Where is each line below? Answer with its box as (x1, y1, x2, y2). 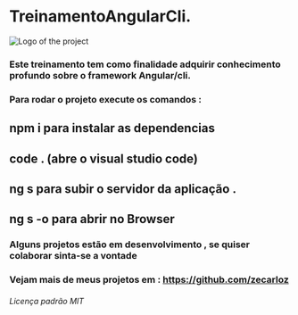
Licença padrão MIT (9, 295, 85, 306)
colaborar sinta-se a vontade (9, 250, 137, 262)
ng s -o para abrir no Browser (9, 211, 176, 227)
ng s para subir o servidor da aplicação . (9, 181, 236, 196)
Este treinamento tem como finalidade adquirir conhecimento (9, 58, 281, 70)
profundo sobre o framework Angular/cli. (9, 69, 192, 81)
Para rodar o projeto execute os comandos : (9, 93, 203, 105)
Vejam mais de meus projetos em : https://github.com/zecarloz (9, 274, 290, 286)
